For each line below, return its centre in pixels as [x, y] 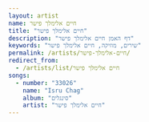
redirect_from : [34, 61]
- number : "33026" [46, 83]
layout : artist [34, 16]
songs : [19, 75]
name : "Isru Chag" [53, 90]
